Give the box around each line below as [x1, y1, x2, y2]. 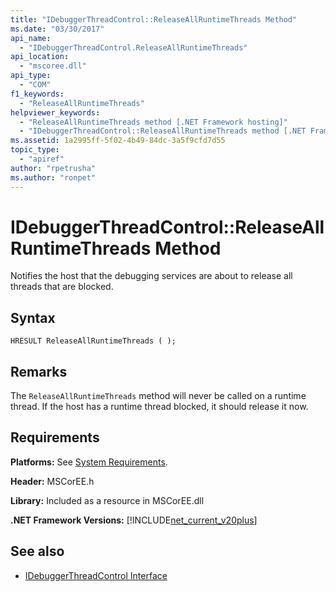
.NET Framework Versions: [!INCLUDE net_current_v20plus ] [10, 514, 258, 526]
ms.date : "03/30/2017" [10, 24, 105, 34]
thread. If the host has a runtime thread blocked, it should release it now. [10, 401, 309, 413]
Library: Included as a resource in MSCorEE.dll [10, 494, 205, 506]
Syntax [10, 309, 56, 326]
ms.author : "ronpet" [10, 172, 97, 183]
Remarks [10, 363, 68, 380]
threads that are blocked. [10, 281, 114, 293]
